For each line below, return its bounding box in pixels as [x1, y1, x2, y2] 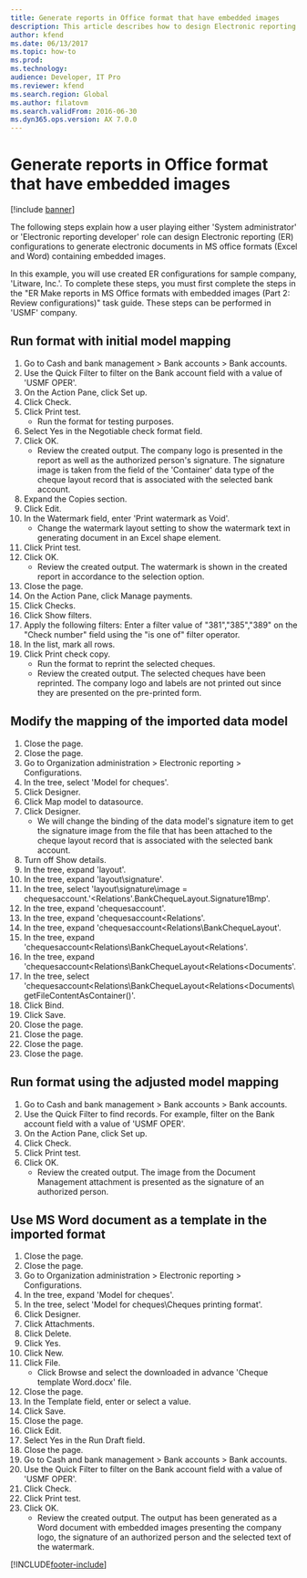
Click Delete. [23, 1328, 72, 1339]
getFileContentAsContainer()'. [23, 990, 136, 1001]
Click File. [23, 1357, 61, 1368]
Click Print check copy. [23, 649, 110, 659]
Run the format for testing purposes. [36, 416, 174, 427]
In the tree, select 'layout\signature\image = [23, 883, 188, 894]
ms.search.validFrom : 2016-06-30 [10, 107, 138, 116]
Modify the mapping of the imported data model [10, 713, 288, 730]
